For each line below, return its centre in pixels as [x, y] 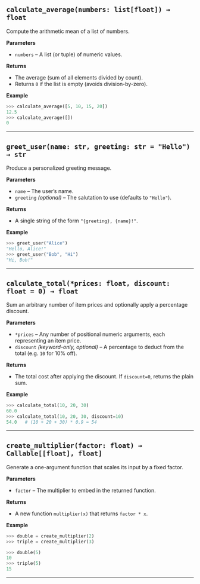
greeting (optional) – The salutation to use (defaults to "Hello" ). [93, 198]
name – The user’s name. [44, 191]
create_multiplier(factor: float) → [74, 446]
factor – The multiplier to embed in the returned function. [85, 490]
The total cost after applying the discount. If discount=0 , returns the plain [104, 377]
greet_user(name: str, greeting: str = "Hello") [98, 146]
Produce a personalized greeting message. [59, 168]
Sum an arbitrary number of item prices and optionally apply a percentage [97, 305]
